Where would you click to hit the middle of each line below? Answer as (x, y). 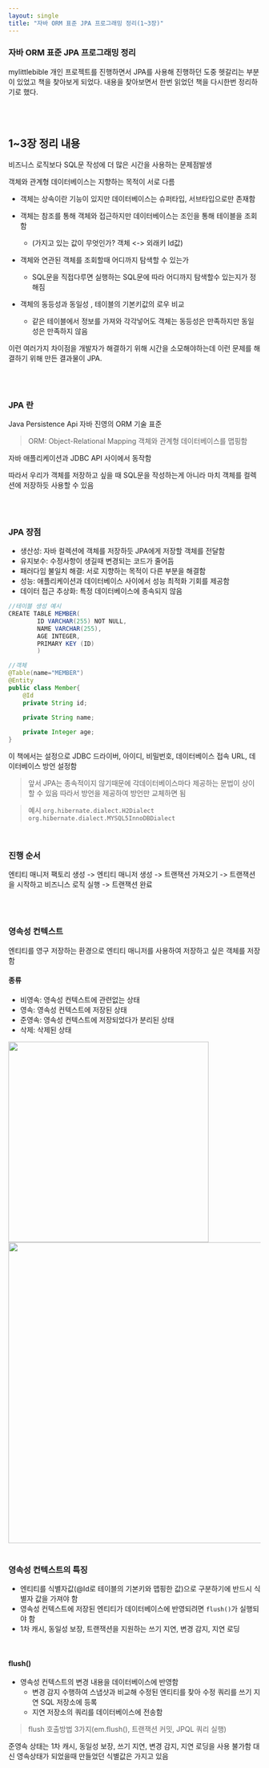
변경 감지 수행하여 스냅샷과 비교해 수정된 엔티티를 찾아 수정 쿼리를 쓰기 (142, 1692)
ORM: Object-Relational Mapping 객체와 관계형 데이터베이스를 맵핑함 (138, 441)
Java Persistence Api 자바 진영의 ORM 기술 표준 (85, 424)
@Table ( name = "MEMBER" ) (46, 673)
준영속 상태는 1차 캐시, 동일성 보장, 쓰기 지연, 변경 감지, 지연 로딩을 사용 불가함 (130, 1746)
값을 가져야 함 (56, 1599)
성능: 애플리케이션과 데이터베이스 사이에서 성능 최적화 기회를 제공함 (124, 581)
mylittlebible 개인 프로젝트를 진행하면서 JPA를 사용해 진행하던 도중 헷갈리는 (126, 71)
